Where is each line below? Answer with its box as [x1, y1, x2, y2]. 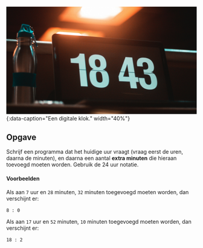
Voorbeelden [6, 175, 40, 182]
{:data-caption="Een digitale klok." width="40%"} [6, 114, 130, 122]
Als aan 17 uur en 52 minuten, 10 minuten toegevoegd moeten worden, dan [6, 218, 192, 225]
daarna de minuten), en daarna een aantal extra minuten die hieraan [6, 155, 177, 162]
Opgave [6, 132, 37, 142]
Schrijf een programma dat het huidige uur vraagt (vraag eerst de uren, [6, 148, 183, 155]
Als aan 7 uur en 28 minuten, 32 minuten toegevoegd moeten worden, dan [6, 188, 189, 195]
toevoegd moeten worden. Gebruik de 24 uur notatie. [6, 161, 139, 168]
